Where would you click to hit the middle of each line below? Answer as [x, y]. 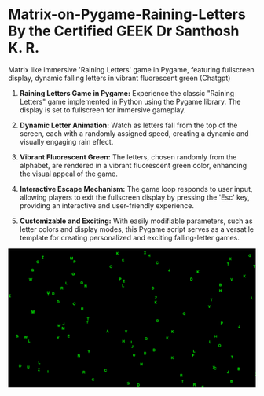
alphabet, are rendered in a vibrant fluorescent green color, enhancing [133, 165]
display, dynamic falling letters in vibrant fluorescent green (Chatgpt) [119, 78]
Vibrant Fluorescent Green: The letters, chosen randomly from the [128, 157]
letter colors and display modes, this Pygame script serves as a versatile [136, 229]
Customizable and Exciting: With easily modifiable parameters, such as [136, 221]
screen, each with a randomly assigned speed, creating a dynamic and [134, 133]
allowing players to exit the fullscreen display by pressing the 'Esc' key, [134, 197]
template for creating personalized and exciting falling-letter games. [129, 237]
